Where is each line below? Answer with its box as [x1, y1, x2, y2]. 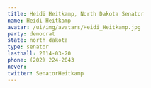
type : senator [7, 43, 50, 50]
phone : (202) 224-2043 [7, 57, 74, 64]
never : [7, 63, 27, 70]
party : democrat [7, 30, 55, 38]
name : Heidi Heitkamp [7, 17, 72, 24]
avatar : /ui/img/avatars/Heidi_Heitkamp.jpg [7, 23, 141, 31]
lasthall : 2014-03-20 [7, 50, 72, 57]
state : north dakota [7, 37, 69, 44]
